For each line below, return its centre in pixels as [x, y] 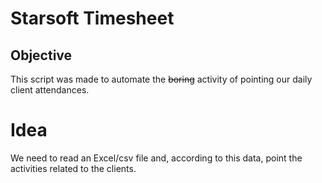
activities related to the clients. [73, 168]
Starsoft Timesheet [92, 18]
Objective [41, 55]
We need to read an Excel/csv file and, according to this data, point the [156, 158]
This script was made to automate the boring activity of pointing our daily [161, 79]
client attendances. [50, 90]
